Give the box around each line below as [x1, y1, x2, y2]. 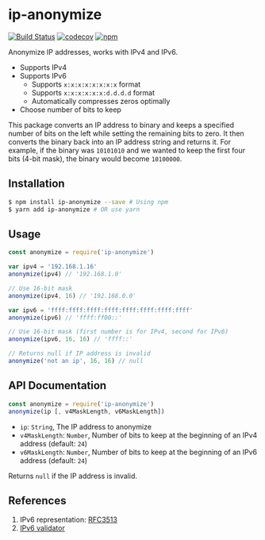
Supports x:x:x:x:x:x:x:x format [31, 79, 141, 89]
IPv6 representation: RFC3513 [19, 515, 117, 525]
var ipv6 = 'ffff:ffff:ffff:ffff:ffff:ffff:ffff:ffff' [8, 306, 194, 314]
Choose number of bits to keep [19, 105, 121, 114]
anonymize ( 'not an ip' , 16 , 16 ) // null [8, 357, 144, 365]
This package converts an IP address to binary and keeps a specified [8, 120, 234, 129]
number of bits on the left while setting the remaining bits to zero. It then [8, 129, 244, 138]
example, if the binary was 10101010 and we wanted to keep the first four [8, 145, 246, 155]
